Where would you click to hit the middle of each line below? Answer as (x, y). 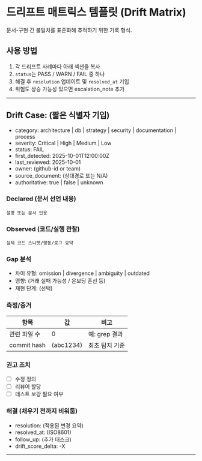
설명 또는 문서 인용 (27, 213)
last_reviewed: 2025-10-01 (48, 162)
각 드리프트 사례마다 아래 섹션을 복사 (57, 66)
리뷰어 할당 (28, 387)
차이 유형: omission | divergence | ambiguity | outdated (82, 273)
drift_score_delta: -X (40, 446)
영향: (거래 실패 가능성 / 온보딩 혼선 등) (60, 281)
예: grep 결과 (106, 334)
